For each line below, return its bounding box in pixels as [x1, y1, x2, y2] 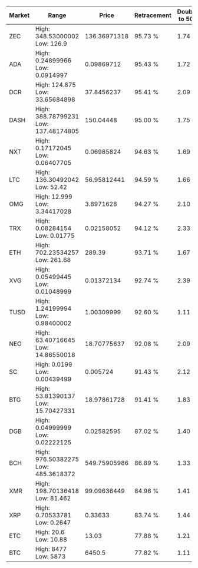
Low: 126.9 [35, 39, 68, 48]
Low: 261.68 [35, 256, 71, 264]
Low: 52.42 [35, 183, 68, 191]
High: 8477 [35, 545, 67, 553]
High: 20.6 [35, 528, 65, 536]
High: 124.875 [35, 81, 77, 89]
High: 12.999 [35, 192, 72, 201]
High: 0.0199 [35, 360, 72, 368]
